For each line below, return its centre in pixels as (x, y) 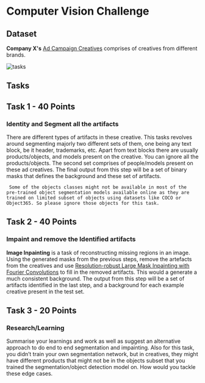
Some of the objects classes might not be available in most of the (98, 187)
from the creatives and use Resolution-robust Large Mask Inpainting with (98, 265)
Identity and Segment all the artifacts (63, 124)
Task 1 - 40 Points (41, 106)
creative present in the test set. (45, 292)
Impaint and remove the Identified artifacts (71, 239)
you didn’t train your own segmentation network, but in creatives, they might (102, 354)
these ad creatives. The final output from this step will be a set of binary (97, 170)
